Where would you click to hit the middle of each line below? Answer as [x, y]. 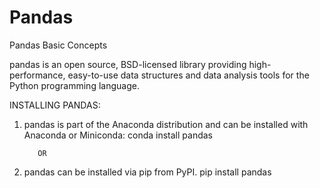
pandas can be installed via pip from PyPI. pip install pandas [147, 172]
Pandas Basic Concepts [58, 45]
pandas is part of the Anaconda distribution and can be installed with [166, 124]
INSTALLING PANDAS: [55, 105]
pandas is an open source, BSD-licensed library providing [128, 64]
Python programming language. [74, 85]
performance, [37, 75]
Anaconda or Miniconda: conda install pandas [118, 135]
